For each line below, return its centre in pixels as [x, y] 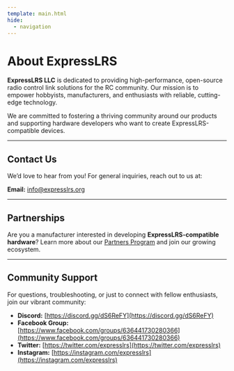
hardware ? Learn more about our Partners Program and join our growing [111, 242]
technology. [40, 102]
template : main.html [37, 14]
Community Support [53, 278]
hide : [15, 20]
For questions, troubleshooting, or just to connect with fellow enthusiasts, [112, 294]
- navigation [32, 26]
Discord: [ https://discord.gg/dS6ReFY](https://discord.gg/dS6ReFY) [115, 315]
